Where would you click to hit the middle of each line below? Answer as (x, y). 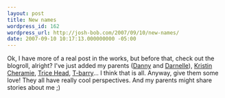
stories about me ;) (34, 88)
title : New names (32, 20)
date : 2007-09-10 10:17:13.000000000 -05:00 (72, 39)
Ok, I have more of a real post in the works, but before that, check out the (111, 58)
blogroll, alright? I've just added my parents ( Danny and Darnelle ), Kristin (110, 66)
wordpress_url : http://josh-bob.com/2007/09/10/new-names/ (93, 33)
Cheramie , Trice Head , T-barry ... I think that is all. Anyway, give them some (113, 73)
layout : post (26, 13)
